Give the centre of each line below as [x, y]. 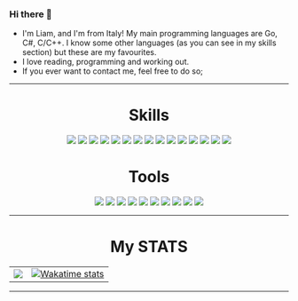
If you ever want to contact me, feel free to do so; [113, 71]
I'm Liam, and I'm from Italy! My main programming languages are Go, [149, 34]
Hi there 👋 [31, 14]
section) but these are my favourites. [89, 52]
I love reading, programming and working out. [106, 62]
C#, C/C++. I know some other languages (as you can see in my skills [149, 43]
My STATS [149, 247]
